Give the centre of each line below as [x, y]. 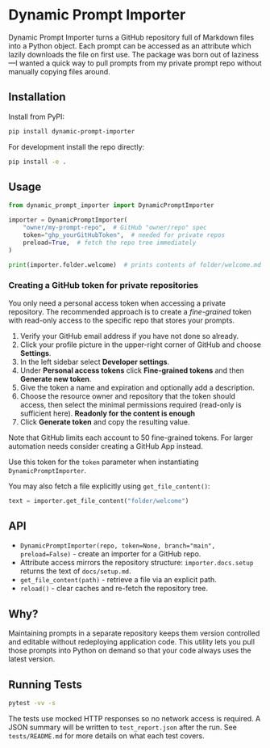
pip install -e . [37, 162]
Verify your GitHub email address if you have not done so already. [129, 336]
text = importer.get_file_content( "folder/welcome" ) [99, 501]
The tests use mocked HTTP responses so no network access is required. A [135, 718]
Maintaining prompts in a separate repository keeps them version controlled [134, 633]
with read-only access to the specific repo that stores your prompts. [122, 320]
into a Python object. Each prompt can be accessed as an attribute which [130, 45]
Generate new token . [56, 378]
